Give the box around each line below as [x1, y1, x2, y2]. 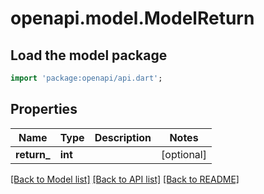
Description [94, 130, 152, 144]
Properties [10, 101, 78, 118]
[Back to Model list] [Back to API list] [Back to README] [10, 173, 240, 185]
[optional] [161, 147, 207, 161]
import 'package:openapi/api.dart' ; [10, 73, 163, 83]
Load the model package [10, 47, 168, 64]
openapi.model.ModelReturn [10, 7, 255, 30]
